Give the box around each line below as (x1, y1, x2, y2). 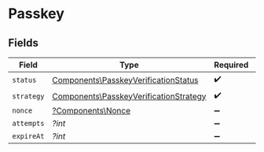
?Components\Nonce (52, 106, 131, 116)
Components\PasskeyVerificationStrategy (52, 91, 207, 102)
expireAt (12, 132, 45, 140)
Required (214, 60, 249, 70)
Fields (8, 36, 39, 50)
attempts (12, 119, 45, 128)
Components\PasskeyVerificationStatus (52, 74, 199, 85)
